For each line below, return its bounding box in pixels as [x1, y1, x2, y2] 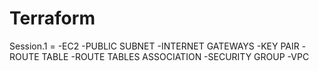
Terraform [9, 7, 96, 30]
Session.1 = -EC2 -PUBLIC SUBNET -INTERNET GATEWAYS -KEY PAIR [9, 40, 300, 52]
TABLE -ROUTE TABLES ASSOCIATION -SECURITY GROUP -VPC [41, 50, 310, 62]
